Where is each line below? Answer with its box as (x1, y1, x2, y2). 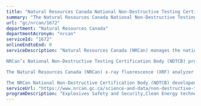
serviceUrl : (6, 85, 36, 91)
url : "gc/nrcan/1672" (6, 20, 60, 26)
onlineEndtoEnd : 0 (6, 42, 52, 48)
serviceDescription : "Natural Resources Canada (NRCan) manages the (6, 48, 181, 54)
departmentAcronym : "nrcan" (6, 31, 77, 37)
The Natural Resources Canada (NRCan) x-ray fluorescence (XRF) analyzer (6, 69, 194, 75)
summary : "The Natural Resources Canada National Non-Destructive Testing (6, 14, 197, 20)
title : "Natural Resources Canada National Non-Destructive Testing (6, 8, 181, 15)
